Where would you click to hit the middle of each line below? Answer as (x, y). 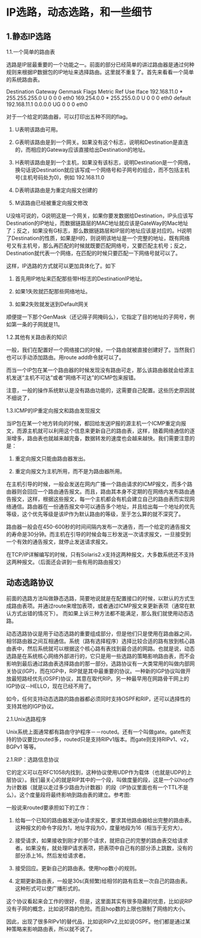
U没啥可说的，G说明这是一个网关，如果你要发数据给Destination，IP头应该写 (100, 216)
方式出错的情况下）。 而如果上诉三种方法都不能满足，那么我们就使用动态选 (102, 613)
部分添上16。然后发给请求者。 (52, 855)
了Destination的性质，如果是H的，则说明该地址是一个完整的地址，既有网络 (98, 238)
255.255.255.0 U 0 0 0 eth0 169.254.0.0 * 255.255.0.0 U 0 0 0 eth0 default (99, 98)
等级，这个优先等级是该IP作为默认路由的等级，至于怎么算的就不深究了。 (95, 514)
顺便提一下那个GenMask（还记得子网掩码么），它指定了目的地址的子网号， (98, 317)
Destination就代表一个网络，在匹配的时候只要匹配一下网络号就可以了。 (94, 253)
